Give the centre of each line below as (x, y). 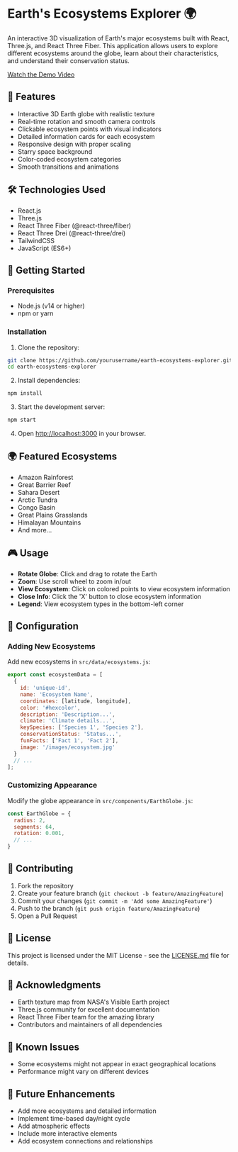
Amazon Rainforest (45, 477)
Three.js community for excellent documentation (89, 1010)
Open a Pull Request (47, 916)
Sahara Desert (39, 492)
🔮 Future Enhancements (61, 1094)
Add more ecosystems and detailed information (87, 1111)
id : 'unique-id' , (46, 688)
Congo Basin (36, 507)
